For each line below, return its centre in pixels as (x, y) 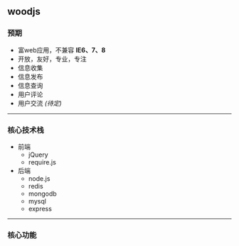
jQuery (38, 155)
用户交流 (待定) (39, 103)
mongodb (42, 194)
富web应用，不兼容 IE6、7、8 (62, 50)
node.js (39, 178)
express (40, 208)
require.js (42, 162)
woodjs (24, 12)
